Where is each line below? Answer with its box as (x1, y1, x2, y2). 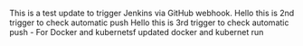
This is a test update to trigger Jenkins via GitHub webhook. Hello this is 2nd (9, 8, 295, 18)
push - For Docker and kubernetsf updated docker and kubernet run (9, 27, 264, 37)
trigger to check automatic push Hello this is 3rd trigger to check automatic (9, 17, 289, 28)
